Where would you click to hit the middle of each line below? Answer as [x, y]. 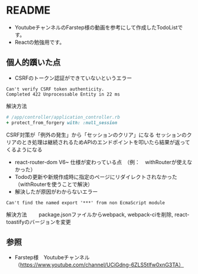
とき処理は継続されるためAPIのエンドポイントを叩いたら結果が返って [106, 142]
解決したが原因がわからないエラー [56, 191]
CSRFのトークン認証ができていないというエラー [73, 78]
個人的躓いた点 [33, 63]
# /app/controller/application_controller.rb [63, 117]
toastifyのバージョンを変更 [38, 221]
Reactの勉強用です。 [40, 42]
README [28, 10]
